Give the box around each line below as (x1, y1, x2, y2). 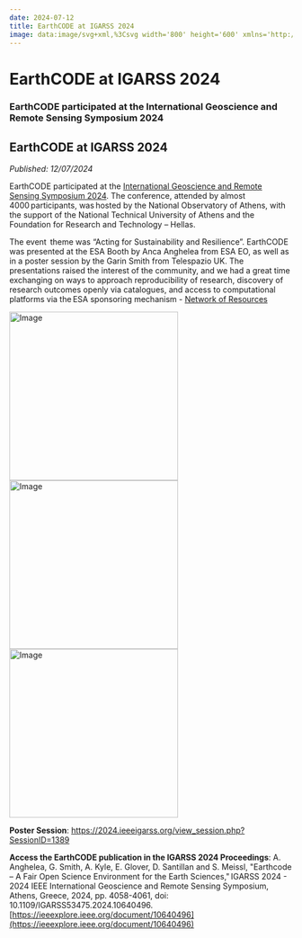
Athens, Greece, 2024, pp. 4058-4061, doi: (9, 890, 169, 901)
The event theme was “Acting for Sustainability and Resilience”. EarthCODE (9, 237, 289, 247)
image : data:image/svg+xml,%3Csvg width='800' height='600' (9, 30, 240, 39)
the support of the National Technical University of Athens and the (9, 210, 254, 220)
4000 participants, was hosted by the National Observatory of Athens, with (9, 200, 286, 211)
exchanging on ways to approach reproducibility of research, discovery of (9, 275, 284, 286)
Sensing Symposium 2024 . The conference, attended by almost (9, 191, 245, 201)
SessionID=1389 (9, 835, 70, 845)
